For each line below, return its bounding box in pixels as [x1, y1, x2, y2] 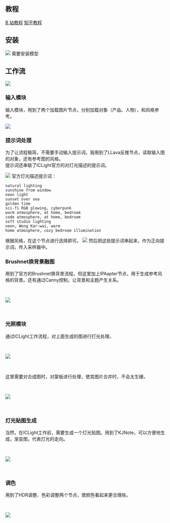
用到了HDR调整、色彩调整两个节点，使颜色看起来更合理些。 [5, 492, 131, 498]
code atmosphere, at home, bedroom [5, 214, 81, 220]
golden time [5, 201, 31, 206]
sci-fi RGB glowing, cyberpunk [5, 206, 72, 211]
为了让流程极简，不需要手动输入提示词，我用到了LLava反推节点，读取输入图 [5, 149, 165, 156]
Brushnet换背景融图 [5, 258, 55, 265]
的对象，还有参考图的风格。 [5, 156, 64, 162]
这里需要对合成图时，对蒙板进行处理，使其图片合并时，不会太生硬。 [5, 373, 148, 380]
